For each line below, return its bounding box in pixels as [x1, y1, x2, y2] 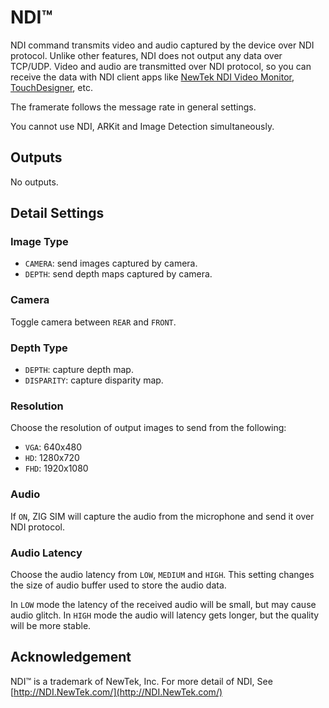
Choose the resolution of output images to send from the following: [10, 422, 287, 434]
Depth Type [10, 341, 68, 355]
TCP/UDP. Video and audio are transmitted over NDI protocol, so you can [10, 60, 312, 72]
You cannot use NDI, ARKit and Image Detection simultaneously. [10, 120, 275, 132]
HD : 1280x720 [24, 452, 80, 464]
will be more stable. [10, 619, 92, 631]
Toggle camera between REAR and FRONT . [10, 316, 177, 328]
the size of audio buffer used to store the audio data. [10, 579, 227, 591]
